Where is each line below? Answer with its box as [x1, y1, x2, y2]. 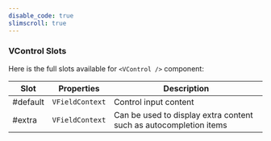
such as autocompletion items [114, 119, 227, 131]
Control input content [114, 96, 195, 107]
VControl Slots [8, 46, 67, 57]
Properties [58, 83, 100, 94]
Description [163, 83, 210, 94]
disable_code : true [8, 11, 74, 20]
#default [12, 96, 44, 107]
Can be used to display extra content [114, 109, 253, 120]
